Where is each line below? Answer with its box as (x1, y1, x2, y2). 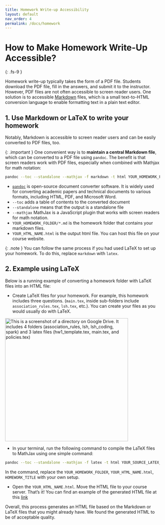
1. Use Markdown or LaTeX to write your (5, 114, 129, 122)
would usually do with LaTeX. (12, 308, 71, 314)
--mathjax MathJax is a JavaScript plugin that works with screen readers (12, 209, 160, 215)
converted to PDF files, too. (5, 140, 60, 145)
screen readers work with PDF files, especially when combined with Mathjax (5, 160, 160, 165)
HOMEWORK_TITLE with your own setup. (5, 474, 80, 480)
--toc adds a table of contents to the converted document (12, 199, 130, 205)
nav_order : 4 (5, 16, 32, 21)
